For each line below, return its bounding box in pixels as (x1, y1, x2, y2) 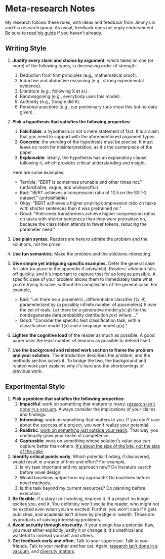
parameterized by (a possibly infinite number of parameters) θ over (19, 302, 157, 307)
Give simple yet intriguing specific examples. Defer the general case (12, 260, 155, 266)
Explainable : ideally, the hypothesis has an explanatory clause (19, 154, 147, 160)
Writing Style (5, 44, 46, 52)
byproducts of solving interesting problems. (12, 516, 101, 522)
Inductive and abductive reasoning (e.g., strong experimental (19, 77, 144, 83)
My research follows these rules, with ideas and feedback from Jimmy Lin (5, 19, 156, 25)
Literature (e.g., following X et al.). (19, 88, 89, 94)
